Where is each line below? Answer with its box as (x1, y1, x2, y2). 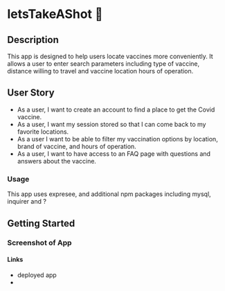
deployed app (17, 270, 57, 279)
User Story (7, 87, 55, 99)
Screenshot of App (7, 238, 72, 248)
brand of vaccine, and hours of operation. (17, 142, 136, 150)
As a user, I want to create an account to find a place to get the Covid (17, 105, 215, 114)
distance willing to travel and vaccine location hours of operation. (7, 67, 194, 75)
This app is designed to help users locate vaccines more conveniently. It (7, 52, 213, 60)
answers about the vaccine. (17, 157, 97, 165)
